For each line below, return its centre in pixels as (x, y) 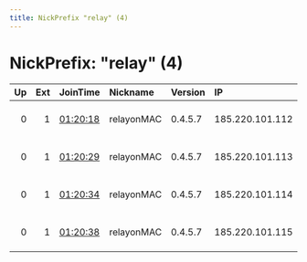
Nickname (132, 92)
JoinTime (79, 92)
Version (188, 92)
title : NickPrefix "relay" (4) (69, 18)
